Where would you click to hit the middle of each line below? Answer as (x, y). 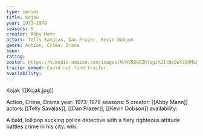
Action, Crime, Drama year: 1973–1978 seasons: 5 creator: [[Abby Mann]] (97, 102)
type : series (23, 12)
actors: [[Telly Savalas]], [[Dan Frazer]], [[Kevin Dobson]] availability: (92, 108)
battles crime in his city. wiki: (42, 126)
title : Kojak (23, 17)
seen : (13, 51)
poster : (16, 62)
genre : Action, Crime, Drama (43, 46)
